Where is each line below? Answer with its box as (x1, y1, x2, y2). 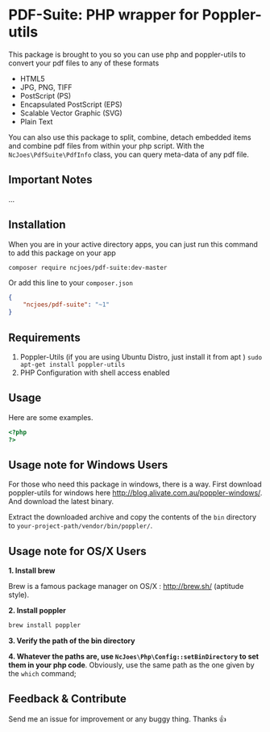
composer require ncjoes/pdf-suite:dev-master (8, 263, 168, 271)
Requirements (8, 330, 81, 344)
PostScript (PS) (19, 90, 72, 100)
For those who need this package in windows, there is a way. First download (8, 479, 262, 490)
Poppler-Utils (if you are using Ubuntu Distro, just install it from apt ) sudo (19, 352, 263, 361)
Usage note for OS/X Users (8, 544, 147, 558)
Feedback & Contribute (8, 692, 127, 706)
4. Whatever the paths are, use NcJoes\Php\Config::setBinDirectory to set (8, 652, 260, 662)
